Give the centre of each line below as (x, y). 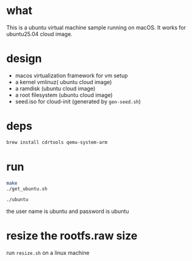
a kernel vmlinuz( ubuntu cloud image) (63, 82)
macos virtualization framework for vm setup (71, 75)
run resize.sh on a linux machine (48, 253)
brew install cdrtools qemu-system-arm (57, 142)
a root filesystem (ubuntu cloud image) (64, 95)
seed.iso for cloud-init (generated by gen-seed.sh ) (78, 101)
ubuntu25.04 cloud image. (40, 34)
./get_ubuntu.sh (27, 189)
